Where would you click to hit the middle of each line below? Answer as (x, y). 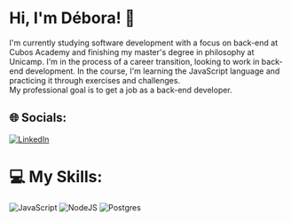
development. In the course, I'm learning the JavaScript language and (153, 71)
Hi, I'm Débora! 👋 (72, 18)
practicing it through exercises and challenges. (94, 80)
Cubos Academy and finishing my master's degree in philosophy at (132, 52)
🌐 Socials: (38, 118)
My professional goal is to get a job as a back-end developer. (121, 90)
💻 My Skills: (56, 176)
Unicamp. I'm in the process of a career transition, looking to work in (134, 61)
